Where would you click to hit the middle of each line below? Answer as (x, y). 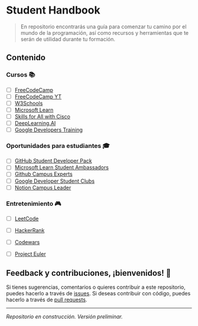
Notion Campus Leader (43, 187)
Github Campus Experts (43, 174)
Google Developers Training (49, 130)
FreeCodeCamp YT (38, 96)
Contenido (26, 57)
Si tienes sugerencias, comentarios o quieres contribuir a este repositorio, (96, 287)
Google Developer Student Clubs (55, 181)
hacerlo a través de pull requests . (47, 300)
